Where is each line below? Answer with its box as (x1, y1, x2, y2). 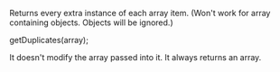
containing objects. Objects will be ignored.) (9, 17, 173, 28)
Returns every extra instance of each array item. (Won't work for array (9, 8, 271, 18)
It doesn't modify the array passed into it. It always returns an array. (9, 52, 262, 62)
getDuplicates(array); (9, 35, 89, 45)
